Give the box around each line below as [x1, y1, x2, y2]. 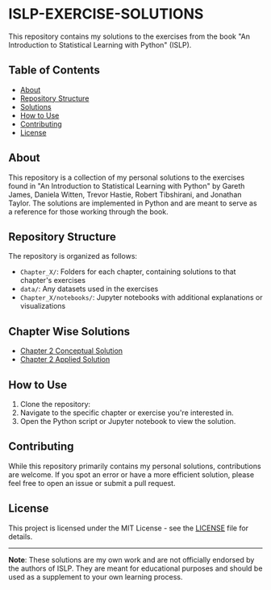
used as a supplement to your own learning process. [8, 571, 183, 581]
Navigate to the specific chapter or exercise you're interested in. [19, 408, 234, 418]
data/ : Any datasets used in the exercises [19, 284, 159, 294]
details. [8, 531, 33, 541]
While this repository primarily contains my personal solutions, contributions [8, 461, 261, 471]
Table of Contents [8, 64, 101, 77]
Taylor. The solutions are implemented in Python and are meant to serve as [8, 198, 257, 208]
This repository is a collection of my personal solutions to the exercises [8, 172, 245, 182]
